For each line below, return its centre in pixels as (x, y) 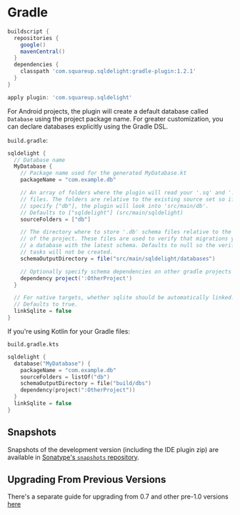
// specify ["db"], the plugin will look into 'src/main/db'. (115, 206)
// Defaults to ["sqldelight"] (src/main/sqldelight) (102, 212)
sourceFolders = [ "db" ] (56, 219)
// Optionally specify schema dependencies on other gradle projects (126, 271)
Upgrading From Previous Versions (87, 480)
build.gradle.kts (33, 344)
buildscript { (29, 31)
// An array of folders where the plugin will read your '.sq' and (122, 193)
